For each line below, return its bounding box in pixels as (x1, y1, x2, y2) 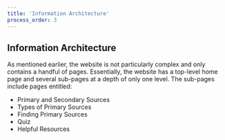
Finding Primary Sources (17, 110, 88, 119)
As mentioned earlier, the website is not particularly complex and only (7, 60, 206, 69)
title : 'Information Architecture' (7, 10, 110, 17)
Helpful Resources (17, 125, 70, 133)
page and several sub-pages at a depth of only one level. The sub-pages (7, 75, 215, 83)
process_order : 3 (7, 17, 57, 23)
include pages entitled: (7, 82, 72, 90)
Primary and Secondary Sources (17, 96, 110, 104)
